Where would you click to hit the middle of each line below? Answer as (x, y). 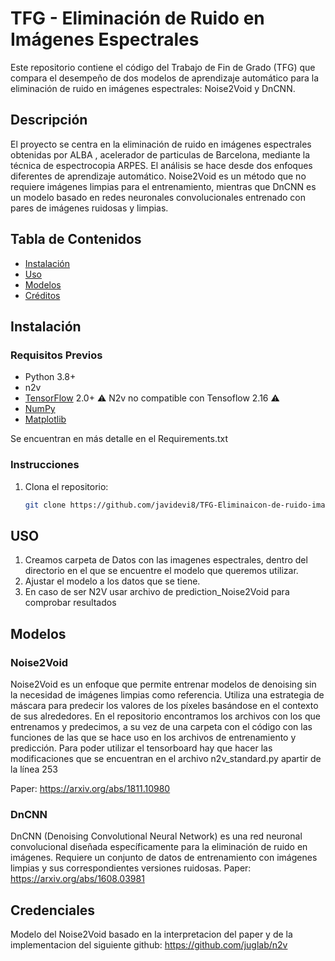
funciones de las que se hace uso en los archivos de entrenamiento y (153, 737)
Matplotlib (45, 419)
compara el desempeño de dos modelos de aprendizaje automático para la (165, 78)
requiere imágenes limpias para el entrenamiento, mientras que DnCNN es (163, 186)
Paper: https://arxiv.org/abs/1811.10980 (90, 788)
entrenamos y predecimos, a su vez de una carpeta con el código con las (161, 726)
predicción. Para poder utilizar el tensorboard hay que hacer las (141, 748)
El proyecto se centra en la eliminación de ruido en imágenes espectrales (161, 144)
